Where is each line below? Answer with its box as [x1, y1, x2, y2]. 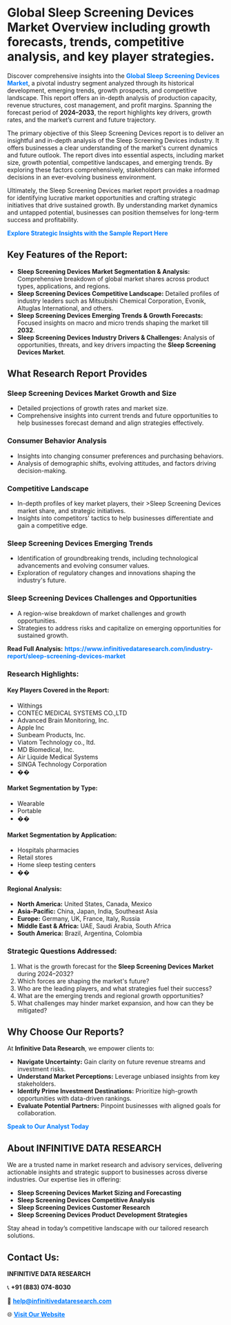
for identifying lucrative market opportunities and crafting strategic [7, 193, 197, 201]
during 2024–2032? [17, 969, 74, 977]
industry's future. [17, 576, 67, 584]
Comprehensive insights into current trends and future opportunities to [17, 412, 219, 420]
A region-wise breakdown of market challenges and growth [17, 609, 186, 617]
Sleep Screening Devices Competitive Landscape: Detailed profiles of [17, 289, 220, 297]
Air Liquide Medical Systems [17, 753, 99, 761]
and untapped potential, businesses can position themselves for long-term [7, 208, 219, 217]
